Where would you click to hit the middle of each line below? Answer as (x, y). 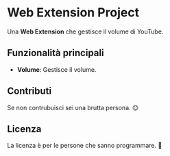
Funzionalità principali (56, 53)
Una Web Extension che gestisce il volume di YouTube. (85, 31)
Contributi (29, 91)
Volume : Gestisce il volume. (57, 69)
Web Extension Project (73, 13)
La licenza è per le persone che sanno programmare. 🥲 (85, 146)
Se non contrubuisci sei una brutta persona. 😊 (73, 107)
